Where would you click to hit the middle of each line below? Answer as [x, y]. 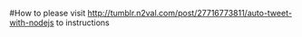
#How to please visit [48, 13]
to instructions [83, 23]
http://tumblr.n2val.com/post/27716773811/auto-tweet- [190, 13]
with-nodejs [32, 23]
